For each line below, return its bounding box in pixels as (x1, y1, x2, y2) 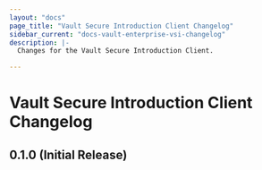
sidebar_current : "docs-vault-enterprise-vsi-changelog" (9, 30, 226, 38)
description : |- (9, 38, 70, 47)
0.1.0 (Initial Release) (9, 147, 128, 162)
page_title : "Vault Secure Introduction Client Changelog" (9, 21, 234, 30)
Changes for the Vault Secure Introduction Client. (17, 47, 215, 55)
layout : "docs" (9, 13, 66, 22)
